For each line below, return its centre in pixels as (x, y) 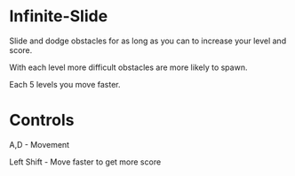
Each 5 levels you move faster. (65, 84)
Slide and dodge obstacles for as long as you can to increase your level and (148, 41)
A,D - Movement (39, 144)
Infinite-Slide (59, 16)
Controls (42, 120)
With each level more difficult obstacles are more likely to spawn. (128, 67)
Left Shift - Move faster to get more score (85, 162)
